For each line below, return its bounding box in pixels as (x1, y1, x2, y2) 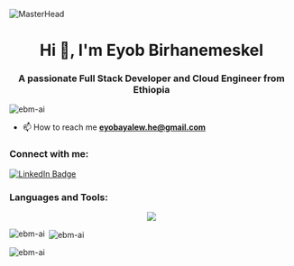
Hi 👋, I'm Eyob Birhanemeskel (39, 41, 264, 60)
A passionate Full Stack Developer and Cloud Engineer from (17, 72, 286, 85)
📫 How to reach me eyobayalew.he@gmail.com (22, 122, 206, 133)
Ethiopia (133, 84, 170, 96)
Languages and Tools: (9, 190, 108, 203)
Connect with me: (9, 148, 89, 161)
